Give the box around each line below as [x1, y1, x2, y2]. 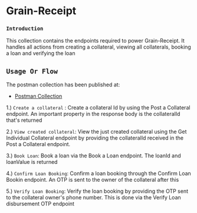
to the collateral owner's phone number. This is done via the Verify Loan [6, 194, 181, 201]
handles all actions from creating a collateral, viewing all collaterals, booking [6, 43, 192, 51]
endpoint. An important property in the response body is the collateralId [6, 111, 180, 118]
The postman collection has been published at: [6, 81, 120, 88]
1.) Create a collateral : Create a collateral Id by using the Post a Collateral [6, 104, 191, 111]
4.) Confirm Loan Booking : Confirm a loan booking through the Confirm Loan [6, 170, 192, 177]
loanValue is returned [6, 159, 58, 166]
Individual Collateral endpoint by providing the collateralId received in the [6, 134, 184, 141]
